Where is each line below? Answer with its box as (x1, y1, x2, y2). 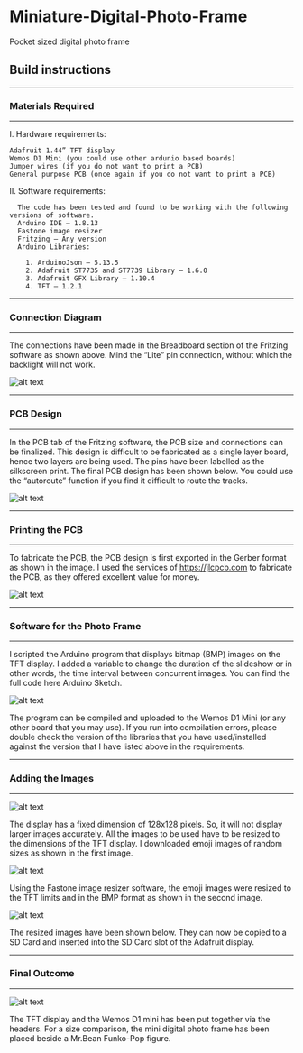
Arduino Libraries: (17, 243, 91, 252)
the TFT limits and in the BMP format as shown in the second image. (9, 892, 263, 902)
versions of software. (9, 211, 95, 220)
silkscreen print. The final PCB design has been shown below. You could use (9, 465, 294, 476)
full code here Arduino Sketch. (9, 678, 123, 689)
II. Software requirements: (9, 186, 106, 197)
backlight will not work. (9, 359, 96, 371)
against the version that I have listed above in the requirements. (9, 741, 245, 752)
